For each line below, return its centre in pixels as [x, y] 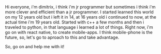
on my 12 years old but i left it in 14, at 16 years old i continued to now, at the [81, 17]
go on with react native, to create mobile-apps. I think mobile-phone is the [79, 32]
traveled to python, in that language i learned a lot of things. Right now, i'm [79, 27]
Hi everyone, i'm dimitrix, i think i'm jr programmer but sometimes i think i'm [80, 7]
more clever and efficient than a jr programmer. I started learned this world [79, 12]
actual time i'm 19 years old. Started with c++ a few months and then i [74, 22]
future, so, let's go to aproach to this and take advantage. [62, 37]
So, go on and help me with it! [35, 47]
